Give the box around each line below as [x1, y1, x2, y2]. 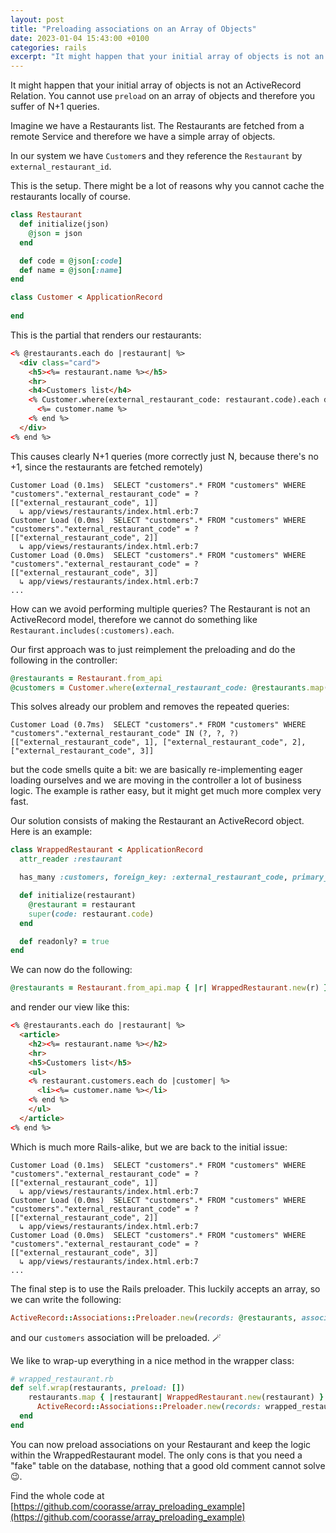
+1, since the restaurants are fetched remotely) [10, 461, 203, 473]
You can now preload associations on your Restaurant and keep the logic [10, 1438, 312, 1450]
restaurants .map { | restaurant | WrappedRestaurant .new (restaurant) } [28, 1392, 325, 1403]
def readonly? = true [19, 936, 110, 946]
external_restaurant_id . [10, 161, 112, 173]
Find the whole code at [10, 1489, 105, 1501]
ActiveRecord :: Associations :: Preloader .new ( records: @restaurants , [10, 1312, 298, 1323]
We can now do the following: [10, 964, 133, 976]
